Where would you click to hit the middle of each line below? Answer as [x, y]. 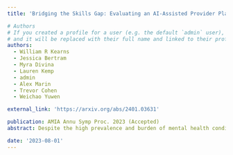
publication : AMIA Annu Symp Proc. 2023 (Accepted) [83, 122]
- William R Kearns [42, 52]
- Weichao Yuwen [37, 97]
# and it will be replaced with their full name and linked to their [110, 39]
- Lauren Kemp [34, 71]
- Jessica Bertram [40, 58]
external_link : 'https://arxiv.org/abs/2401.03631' [83, 109]
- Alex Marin [32, 84]
